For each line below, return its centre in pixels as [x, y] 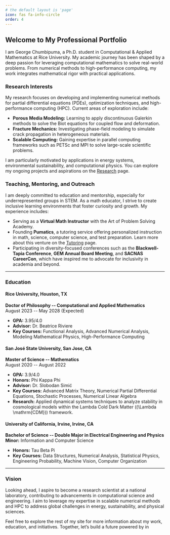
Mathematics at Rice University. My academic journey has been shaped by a [85, 57]
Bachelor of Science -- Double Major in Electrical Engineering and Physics [85, 435]
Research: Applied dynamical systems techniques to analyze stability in [88, 402]
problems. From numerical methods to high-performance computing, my [81, 68]
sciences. [15, 511]
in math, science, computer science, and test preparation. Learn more [85, 237]
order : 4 [14, 19]
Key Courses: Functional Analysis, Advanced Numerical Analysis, [81, 331]
